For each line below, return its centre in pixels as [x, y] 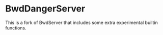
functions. [16, 27]
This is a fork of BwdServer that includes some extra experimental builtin [81, 22]
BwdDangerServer [45, 9]
